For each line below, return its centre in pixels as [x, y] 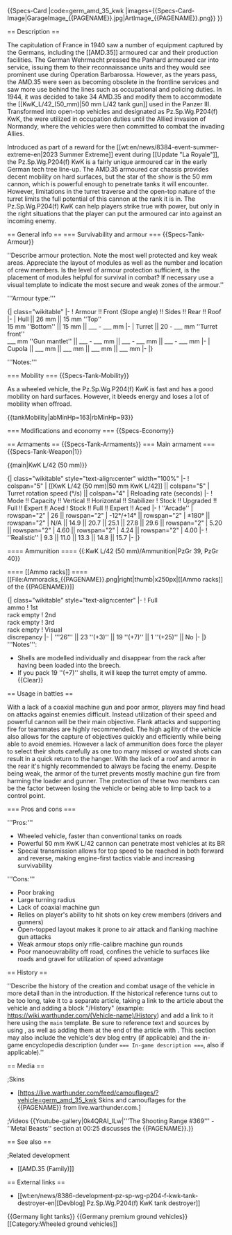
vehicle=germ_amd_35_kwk [57, 1100]
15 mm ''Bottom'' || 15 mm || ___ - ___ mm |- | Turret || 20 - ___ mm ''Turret [112, 326]
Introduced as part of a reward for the [61, 147]
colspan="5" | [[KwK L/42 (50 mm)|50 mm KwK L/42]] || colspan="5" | [108, 486]
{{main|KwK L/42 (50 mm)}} [47, 465]
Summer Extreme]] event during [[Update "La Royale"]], [139, 154]
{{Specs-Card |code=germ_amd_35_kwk [66, 11]
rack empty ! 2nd [32, 615]
